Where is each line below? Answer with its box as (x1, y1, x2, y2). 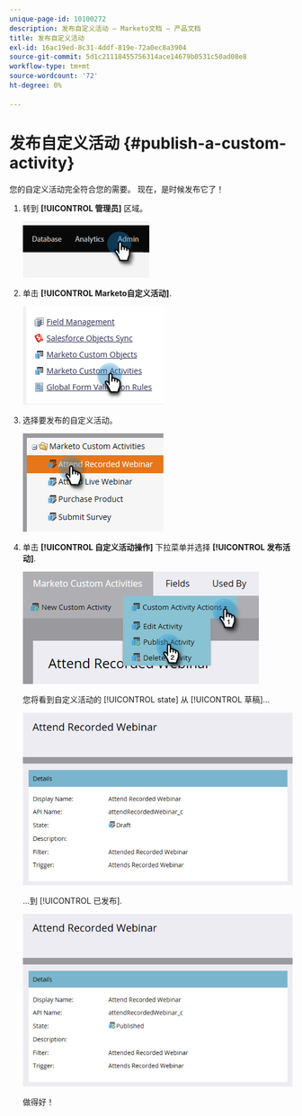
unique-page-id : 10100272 (9, 14, 106, 23)
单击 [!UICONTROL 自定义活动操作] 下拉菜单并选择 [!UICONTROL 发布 (22, 541, 283, 552)
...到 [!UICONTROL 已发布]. (22, 895, 123, 906)
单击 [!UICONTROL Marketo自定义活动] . (22, 288, 173, 299)
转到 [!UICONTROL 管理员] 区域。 (22, 202, 148, 213)
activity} (9, 153, 75, 173)
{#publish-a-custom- (122, 133, 287, 153)
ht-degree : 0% (9, 81, 63, 90)
